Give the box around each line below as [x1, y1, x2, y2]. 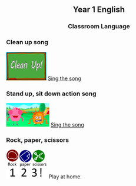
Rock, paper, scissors [6, 135, 69, 144]
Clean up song [6, 38, 49, 46]
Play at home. [48, 173, 82, 180]
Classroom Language [67, 22, 131, 31]
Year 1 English [72, 5, 125, 15]
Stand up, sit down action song [6, 89, 97, 98]
